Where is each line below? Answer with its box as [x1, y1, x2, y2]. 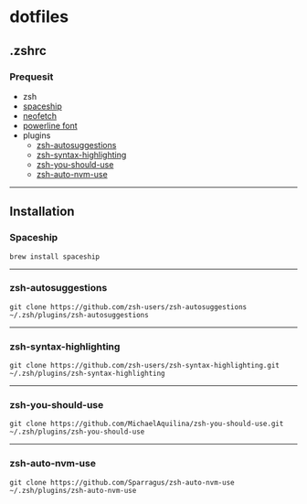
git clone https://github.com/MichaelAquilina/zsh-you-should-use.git [9, 419, 284, 429]
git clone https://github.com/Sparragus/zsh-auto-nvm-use [9, 477, 235, 487]
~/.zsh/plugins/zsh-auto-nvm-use [9, 486, 137, 495]
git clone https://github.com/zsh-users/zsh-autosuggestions [9, 302, 248, 312]
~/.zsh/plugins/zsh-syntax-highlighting [9, 369, 166, 379]
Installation [9, 204, 75, 220]
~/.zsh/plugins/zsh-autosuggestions [9, 310, 149, 319]
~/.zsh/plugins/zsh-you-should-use [9, 427, 145, 436]
